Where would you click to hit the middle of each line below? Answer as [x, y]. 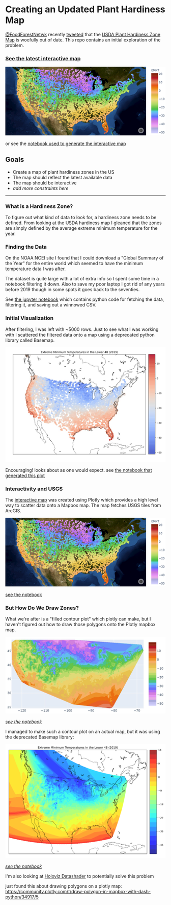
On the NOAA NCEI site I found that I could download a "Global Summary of [84, 258]
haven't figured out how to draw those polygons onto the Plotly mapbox [81, 625]
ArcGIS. [13, 511]
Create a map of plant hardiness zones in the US [63, 172]
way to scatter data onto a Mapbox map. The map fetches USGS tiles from [83, 505]
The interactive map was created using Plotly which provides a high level [82, 500]
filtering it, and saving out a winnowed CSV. [51, 305]
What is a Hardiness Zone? [39, 206]
